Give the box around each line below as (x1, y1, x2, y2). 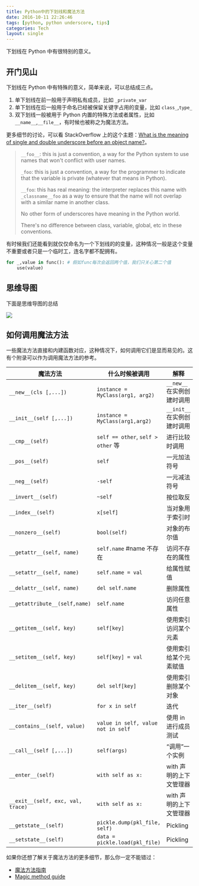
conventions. (20, 228, 53, 235)
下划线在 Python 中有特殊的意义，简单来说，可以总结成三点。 (6, 84, 156, 91)
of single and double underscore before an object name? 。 (6, 138, 150, 145)
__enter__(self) (9, 772, 55, 779)
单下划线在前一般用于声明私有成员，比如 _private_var (14, 96, 147, 103)
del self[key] (97, 683, 137, 690)
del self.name (97, 585, 137, 592)
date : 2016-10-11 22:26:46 (6, 14, 73, 20)
